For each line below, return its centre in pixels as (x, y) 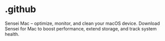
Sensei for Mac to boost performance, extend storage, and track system (81, 28)
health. (12, 34)
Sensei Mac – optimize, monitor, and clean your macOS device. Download (82, 23)
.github (20, 9)
